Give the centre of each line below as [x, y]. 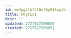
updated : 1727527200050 [30, 23]
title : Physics [21, 14]
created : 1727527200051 [30, 28]
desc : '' [14, 19]
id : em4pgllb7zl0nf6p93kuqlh [35, 10]
